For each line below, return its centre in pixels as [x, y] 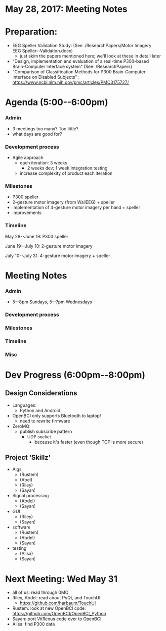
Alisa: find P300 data [34, 624]
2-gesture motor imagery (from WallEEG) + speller [63, 202]
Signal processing [31, 496]
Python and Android [40, 410]
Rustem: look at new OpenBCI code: [49, 608]
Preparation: [31, 32]
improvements [27, 213]
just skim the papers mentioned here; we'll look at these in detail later [90, 56]
